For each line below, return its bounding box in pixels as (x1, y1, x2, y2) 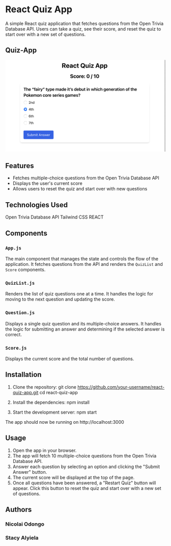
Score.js (5, 345, 27, 351)
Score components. (5, 266, 46, 272)
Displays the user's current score (12, 180, 82, 186)
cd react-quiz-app (39, 389, 78, 395)
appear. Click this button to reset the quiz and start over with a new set (12, 485, 161, 491)
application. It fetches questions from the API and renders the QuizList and (5, 261, 163, 267)
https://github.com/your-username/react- (77, 384, 165, 390)
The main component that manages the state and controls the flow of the (5, 256, 159, 262)
